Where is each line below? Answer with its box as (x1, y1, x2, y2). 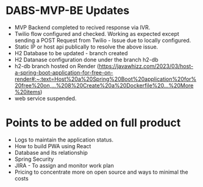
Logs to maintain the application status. (14, 136, 114, 143)
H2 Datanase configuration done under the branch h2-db (14, 56, 158, 63)
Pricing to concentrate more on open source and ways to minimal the (14, 168, 188, 175)
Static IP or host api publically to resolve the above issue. (14, 43, 158, 50)
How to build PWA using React (14, 142, 91, 149)
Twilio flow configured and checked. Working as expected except (14, 30, 179, 37)
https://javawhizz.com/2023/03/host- (99, 62, 193, 70)
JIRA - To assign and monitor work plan (14, 161, 114, 169)
